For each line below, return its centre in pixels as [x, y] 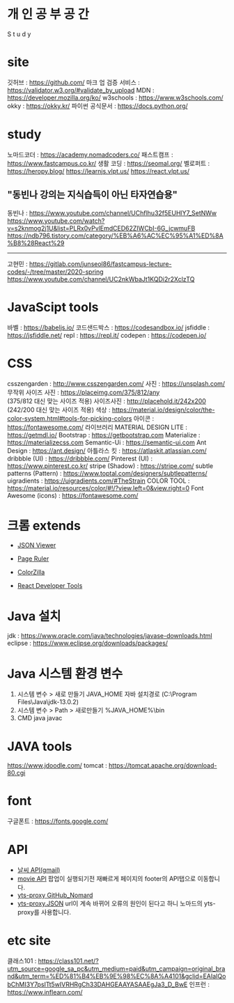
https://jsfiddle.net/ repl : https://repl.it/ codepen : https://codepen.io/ [107, 335]
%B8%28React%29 [36, 243]
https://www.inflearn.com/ [45, 993]
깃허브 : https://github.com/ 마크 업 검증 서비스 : [74, 82]
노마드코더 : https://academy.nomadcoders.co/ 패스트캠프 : [90, 155]
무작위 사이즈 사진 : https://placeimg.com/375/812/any [84, 392]
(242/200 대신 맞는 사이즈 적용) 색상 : [59, 410]
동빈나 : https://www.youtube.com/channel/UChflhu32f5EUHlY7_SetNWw [112, 212]
